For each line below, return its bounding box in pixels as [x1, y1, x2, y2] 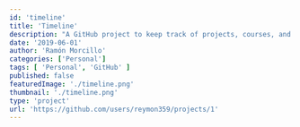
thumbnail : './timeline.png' [9, 88, 119, 97]
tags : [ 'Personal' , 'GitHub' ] [9, 63, 130, 72]
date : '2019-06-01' [9, 38, 83, 47]
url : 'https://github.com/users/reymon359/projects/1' [9, 105, 219, 114]
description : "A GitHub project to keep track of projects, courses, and [9, 30, 292, 38]
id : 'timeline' [9, 13, 66, 22]
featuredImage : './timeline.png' [9, 80, 135, 89]
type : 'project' [9, 96, 70, 106]
